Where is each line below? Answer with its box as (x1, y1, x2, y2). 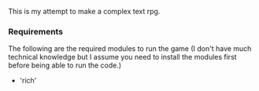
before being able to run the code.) (8, 60, 122, 70)
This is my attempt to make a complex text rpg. (8, 7, 161, 16)
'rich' (19, 76, 37, 86)
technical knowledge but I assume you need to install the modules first (8, 53, 238, 62)
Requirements (8, 26, 64, 37)
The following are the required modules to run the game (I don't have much (8, 44, 252, 53)
